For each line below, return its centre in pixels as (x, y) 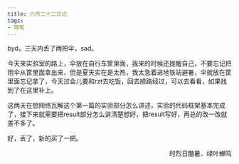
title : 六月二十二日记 (37, 14)
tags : (15, 21)
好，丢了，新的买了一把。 (45, 138)
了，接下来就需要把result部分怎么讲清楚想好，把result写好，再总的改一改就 (117, 114)
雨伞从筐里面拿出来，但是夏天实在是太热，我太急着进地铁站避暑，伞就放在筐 (119, 73)
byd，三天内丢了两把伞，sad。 (53, 48)
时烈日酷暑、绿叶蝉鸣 (201, 153)
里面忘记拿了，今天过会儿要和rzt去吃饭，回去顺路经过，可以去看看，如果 (114, 81)
